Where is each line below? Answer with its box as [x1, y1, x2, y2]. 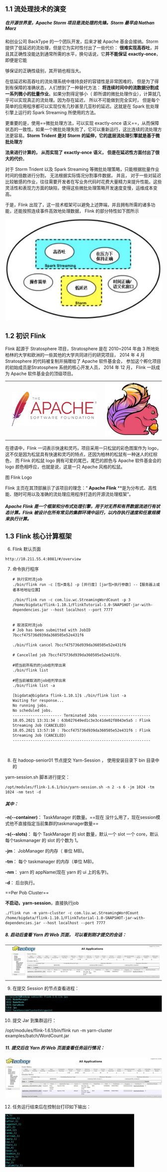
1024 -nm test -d [5, 790, 41, 795]
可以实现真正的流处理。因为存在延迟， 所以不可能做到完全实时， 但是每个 [9, 97, 160, 103]
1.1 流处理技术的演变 [5, 5, 67, 13]
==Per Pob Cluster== [5, 889, 49, 895]
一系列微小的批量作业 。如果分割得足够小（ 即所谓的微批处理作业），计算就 [5, 91, 157, 97]
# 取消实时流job [12, 623, 43, 628]
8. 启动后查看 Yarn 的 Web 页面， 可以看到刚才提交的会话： [5, 932, 127, 938]
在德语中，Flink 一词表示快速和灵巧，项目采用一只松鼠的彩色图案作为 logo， [5, 445, 162, 451]
